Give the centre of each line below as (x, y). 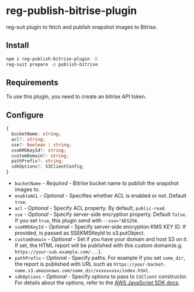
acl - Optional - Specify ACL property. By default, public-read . (90, 208)
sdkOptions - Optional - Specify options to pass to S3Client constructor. (101, 276)
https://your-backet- (140, 264)
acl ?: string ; (28, 139)
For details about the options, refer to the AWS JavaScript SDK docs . (97, 283)
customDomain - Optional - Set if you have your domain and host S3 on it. (101, 239)
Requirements (32, 82)
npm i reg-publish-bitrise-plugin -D (52, 59)
